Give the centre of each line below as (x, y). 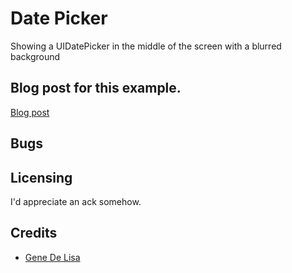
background (35, 56)
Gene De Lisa (52, 257)
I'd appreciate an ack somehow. (76, 201)
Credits (34, 233)
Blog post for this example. (96, 88)
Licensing (41, 177)
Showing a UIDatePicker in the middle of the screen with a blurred (146, 46)
